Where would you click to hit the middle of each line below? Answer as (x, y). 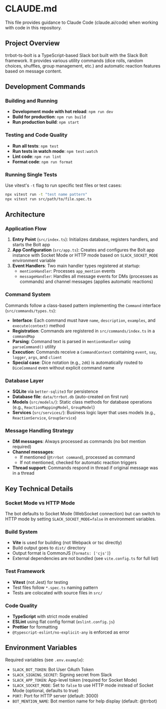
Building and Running (31, 101)
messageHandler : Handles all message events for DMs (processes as (89, 277)
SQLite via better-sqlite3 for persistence (55, 391)
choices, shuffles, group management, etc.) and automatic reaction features (83, 66)
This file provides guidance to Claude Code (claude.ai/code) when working (82, 22)
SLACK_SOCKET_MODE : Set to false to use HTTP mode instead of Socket (83, 685)
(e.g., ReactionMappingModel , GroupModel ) (54, 407)
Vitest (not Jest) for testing (40, 582)
